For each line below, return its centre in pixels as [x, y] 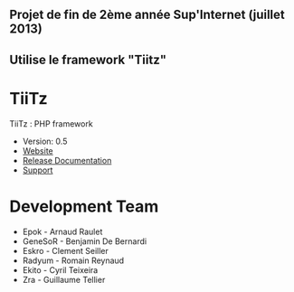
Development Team [84, 206]
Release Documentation [67, 160]
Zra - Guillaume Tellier [64, 279]
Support [38, 170]
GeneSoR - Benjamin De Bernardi [85, 241]
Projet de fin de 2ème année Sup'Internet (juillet [147, 15]
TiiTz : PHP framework [51, 123]
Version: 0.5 [45, 141]
